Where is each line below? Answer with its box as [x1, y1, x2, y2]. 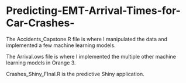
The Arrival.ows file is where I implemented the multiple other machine [6, 53, 177, 60]
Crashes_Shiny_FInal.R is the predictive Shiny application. [6, 70, 144, 77]
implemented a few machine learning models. [6, 42, 116, 49]
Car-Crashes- [6, 16, 75, 30]
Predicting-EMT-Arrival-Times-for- [6, 4, 181, 17]
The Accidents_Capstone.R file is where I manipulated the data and [6, 35, 168, 42]
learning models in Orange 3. [6, 59, 76, 66]
